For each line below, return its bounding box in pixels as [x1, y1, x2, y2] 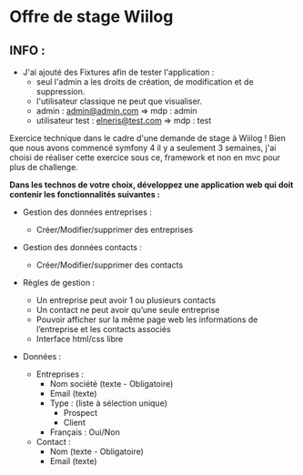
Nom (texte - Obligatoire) [49, 446, 144, 457]
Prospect [63, 408, 98, 418]
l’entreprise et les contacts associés [35, 324, 171, 334]
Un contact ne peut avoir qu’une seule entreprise [35, 305, 220, 315]
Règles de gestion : [22, 278, 96, 288]
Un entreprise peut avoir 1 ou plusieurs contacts [35, 295, 217, 306]
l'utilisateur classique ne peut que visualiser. [35, 96, 203, 106]
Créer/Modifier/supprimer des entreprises [35, 225, 194, 235]
